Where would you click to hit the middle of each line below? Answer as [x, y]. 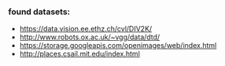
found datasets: [39, 12]
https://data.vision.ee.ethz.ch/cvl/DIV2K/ [86, 29]
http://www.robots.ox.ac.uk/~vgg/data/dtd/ [90, 37]
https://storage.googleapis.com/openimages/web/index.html [118, 46]
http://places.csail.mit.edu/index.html [79, 54]
